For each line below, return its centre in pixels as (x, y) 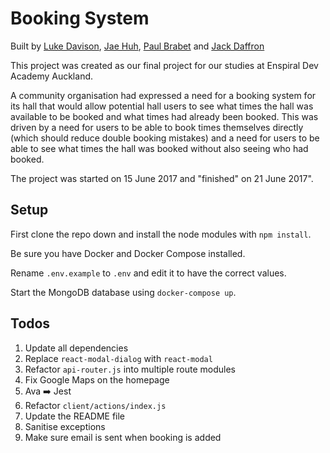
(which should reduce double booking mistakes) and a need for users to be (165, 138)
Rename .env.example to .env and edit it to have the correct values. (148, 273)
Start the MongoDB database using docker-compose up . (123, 292)
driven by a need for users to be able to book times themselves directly (157, 127)
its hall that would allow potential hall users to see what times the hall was (162, 106)
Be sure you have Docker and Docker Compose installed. (128, 253)
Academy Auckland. (52, 76)
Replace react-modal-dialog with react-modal (118, 358)
